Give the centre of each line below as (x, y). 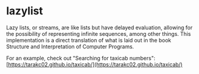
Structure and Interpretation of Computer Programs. (70, 47)
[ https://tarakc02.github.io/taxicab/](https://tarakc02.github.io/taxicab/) (94, 64)
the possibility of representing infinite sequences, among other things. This (99, 33)
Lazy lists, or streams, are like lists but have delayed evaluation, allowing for (99, 27)
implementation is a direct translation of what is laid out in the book (89, 40)
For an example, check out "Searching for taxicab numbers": (81, 58)
